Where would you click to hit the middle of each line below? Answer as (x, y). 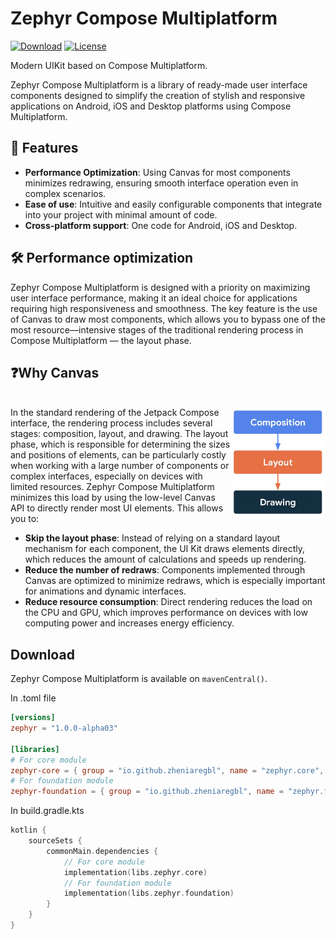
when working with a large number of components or (120, 466)
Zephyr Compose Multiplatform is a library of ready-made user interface (159, 84)
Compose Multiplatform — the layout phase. (101, 340)
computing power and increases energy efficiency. (129, 623)
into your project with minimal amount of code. (121, 214)
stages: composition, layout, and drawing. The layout (119, 434)
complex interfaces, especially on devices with (106, 476)
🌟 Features (44, 148)
